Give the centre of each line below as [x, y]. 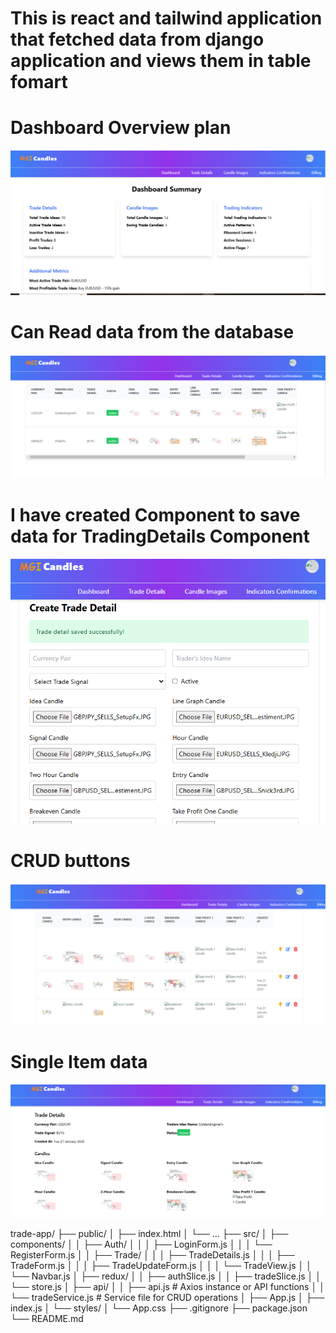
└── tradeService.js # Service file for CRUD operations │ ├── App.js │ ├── [167, 1297]
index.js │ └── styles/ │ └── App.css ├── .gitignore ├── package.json [159, 1308]
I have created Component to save [155, 514]
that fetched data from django [137, 39]
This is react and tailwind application [166, 18]
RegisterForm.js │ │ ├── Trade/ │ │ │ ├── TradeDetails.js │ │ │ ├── [152, 1254]
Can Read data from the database [152, 332]
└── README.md [47, 1318]
